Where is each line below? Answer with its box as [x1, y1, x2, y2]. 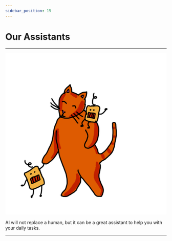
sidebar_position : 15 [5, 8, 52, 13]
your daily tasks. [5, 225, 40, 231]
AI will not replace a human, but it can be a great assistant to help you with [5, 219, 162, 225]
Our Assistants [5, 31, 71, 42]
